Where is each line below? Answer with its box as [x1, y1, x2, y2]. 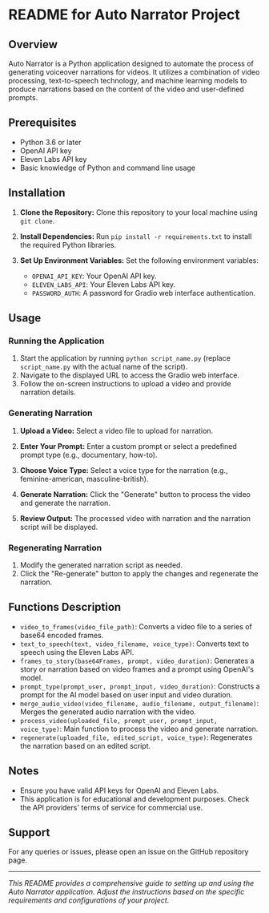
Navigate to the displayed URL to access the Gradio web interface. [19, 370, 240, 380]
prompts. [8, 93, 38, 102]
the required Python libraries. [19, 240, 117, 249]
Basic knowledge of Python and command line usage [19, 163, 196, 172]
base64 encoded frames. [19, 630, 104, 640]
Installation [8, 186, 66, 200]
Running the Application [8, 335, 105, 346]
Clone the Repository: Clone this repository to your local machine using [19, 207, 258, 217]
